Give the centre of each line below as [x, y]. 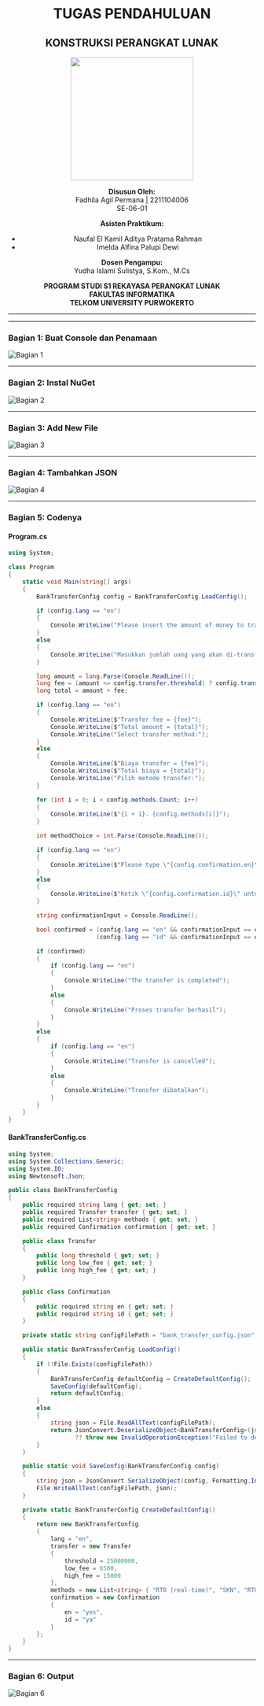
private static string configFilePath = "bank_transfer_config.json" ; [140, 1335]
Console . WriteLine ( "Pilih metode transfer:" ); [128, 778]
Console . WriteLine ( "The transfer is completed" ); [147, 981]
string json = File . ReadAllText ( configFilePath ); [133, 1423]
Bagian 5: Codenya [45, 518]
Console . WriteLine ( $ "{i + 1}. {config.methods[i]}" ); [140, 814]
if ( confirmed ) [61, 951]
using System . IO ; [37, 1169]
